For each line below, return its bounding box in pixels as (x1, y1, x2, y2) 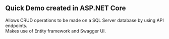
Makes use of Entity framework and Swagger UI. (5, 27, 106, 34)
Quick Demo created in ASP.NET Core (5, 4, 126, 12)
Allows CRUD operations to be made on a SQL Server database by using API (5, 17, 164, 23)
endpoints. (5, 22, 28, 28)
